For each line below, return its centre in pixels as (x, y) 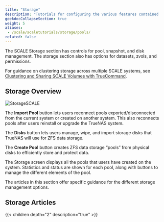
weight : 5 (15, 23)
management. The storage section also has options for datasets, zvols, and (81, 56)
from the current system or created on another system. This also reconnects (82, 118)
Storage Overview (33, 91)
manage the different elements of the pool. (48, 173)
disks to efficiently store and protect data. (47, 152)
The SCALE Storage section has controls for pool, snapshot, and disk (75, 51)
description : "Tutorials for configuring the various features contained (82, 14)
